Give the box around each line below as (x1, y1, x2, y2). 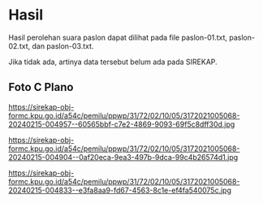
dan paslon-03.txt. (32, 41, 94, 50)
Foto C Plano (8, 80, 74, 94)
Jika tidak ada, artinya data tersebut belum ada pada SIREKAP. (8, 57, 218, 67)
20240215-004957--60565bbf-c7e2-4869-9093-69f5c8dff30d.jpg (8, 119, 235, 129)
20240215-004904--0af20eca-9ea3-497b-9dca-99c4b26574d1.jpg (8, 152, 239, 162)
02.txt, (8, 41, 31, 50)
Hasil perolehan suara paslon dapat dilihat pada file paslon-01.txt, (8, 32, 228, 42)
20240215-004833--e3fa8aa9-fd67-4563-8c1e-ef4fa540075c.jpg (8, 185, 231, 195)
